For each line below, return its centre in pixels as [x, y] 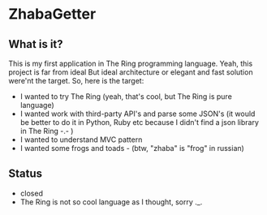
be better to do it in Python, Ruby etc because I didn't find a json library [140, 122]
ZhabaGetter [52, 14]
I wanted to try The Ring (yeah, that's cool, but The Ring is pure [126, 97]
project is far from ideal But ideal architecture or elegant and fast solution [131, 72]
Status [26, 174]
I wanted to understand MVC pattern [81, 140]
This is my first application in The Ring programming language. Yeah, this [131, 63]
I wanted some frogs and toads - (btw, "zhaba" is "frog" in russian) [132, 148]
